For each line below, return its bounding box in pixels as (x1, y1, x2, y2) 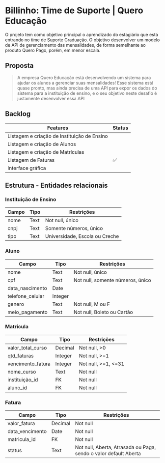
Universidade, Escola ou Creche (45, 233, 119, 240)
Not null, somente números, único (73, 277, 151, 284)
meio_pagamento (7, 309, 48, 316)
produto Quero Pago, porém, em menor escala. (5, 47, 101, 53)
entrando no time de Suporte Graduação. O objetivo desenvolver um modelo (5, 37, 160, 43)
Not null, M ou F (73, 300, 110, 307)
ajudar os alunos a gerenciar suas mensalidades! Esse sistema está (17, 80, 154, 86)
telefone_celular (7, 292, 45, 299)
